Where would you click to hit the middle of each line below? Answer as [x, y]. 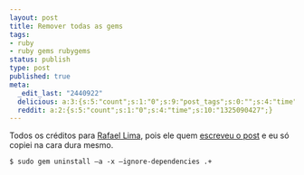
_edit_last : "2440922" [60, 93]
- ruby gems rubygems [50, 51]
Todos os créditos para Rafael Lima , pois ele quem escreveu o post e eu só [149, 135]
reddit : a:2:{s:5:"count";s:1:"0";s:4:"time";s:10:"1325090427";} [145, 110]
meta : [19, 85]
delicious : [38, 101]
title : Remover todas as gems [66, 26]
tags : [19, 34]
